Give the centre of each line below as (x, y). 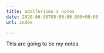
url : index (19, 22)
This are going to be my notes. (43, 44)
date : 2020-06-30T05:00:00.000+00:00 (52, 17)
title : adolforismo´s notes (41, 11)
